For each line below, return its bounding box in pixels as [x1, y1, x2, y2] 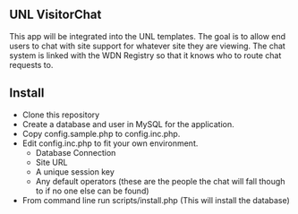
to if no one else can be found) [35, 185, 149, 196]
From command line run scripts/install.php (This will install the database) [21, 194, 291, 205]
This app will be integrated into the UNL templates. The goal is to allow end [9, 30, 286, 41]
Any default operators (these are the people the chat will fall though [35, 175, 285, 186]
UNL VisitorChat [9, 7, 102, 22]
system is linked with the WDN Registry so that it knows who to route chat [9, 49, 282, 61]
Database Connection [35, 147, 116, 158]
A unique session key [35, 166, 115, 177]
